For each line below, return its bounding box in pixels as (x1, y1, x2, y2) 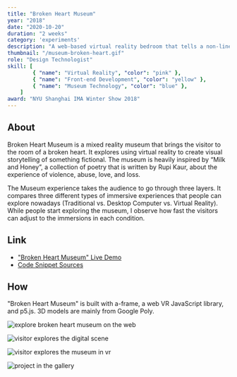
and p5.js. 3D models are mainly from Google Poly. (7, 307, 154, 316)
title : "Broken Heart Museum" (7, 10, 97, 18)
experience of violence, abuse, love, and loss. (7, 170, 141, 178)
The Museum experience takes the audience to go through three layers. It (7, 184, 221, 192)
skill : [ (7, 63, 33, 70)
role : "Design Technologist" (7, 56, 93, 63)
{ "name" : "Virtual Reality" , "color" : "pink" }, (32, 69, 181, 76)
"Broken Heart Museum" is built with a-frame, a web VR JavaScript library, (7, 299, 224, 308)
